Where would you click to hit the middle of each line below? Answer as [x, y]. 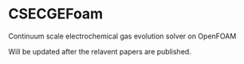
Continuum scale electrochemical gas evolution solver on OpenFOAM [122, 36]
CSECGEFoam [56, 14]
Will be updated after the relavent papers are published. [100, 51]
